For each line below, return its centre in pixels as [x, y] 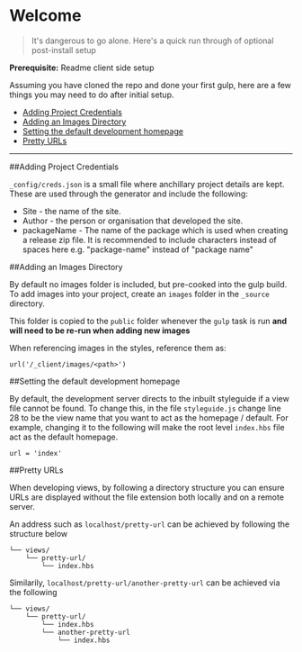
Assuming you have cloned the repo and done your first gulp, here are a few [151, 85]
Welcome [45, 16]
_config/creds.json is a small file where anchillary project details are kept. [147, 184]
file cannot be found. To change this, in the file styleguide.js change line [145, 408]
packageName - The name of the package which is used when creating [155, 230]
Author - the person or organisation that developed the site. [133, 221]
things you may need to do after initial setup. [92, 95]
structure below [39, 533]
